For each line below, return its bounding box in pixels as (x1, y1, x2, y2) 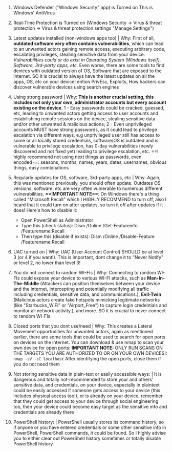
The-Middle (13, 281, 39, 286)
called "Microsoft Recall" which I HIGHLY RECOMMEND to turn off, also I (13, 197, 167, 202)
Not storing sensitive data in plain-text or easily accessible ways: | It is (13, 371, 162, 377)
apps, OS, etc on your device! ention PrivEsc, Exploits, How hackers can (13, 79, 166, 84)
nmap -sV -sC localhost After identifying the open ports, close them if (13, 356, 161, 361)
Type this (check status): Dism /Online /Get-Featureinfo (20, 223, 138, 228)
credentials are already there (13, 409, 74, 415)
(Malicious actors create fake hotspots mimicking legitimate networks (13, 297, 160, 303)
